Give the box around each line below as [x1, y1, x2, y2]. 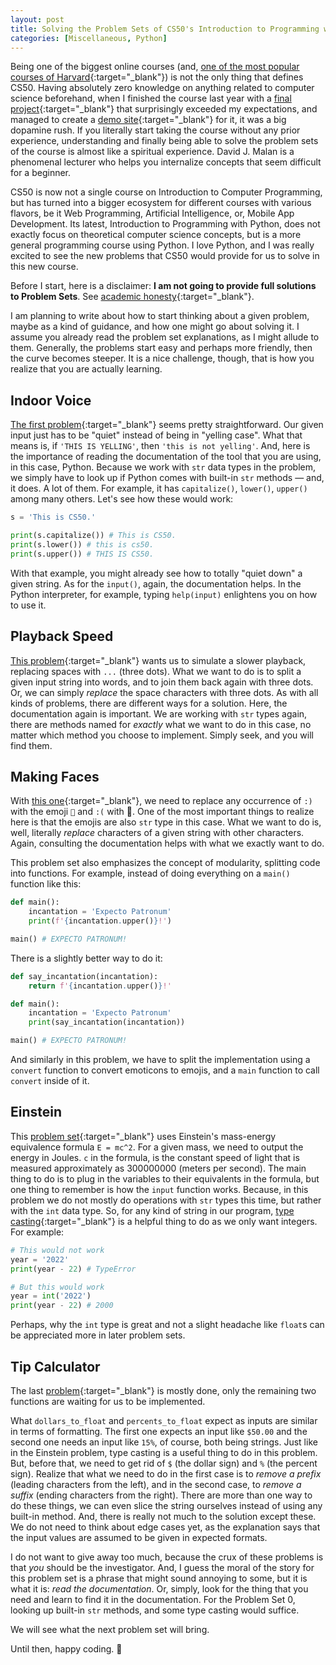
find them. [10, 739, 53, 751]
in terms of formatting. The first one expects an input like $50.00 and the [10, 1425, 308, 1437]
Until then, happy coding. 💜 [10, 1642, 123, 1655]
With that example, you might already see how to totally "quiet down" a [10, 567, 303, 579]
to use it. [10, 599, 47, 611]
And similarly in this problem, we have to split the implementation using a [10, 1054, 311, 1066]
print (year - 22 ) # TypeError [10, 1264, 137, 1274]
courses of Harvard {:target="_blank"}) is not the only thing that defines [10, 71, 304, 83]
